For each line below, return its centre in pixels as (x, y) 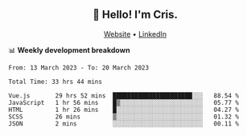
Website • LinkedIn (135, 34)
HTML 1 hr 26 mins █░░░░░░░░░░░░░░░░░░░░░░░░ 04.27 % (124, 110)
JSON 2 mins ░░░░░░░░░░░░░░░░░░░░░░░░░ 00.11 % (124, 124)
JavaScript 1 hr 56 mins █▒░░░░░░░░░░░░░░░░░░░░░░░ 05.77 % (124, 102)
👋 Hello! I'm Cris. (135, 15)
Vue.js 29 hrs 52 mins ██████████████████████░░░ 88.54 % (124, 96)
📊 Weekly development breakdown (69, 50)
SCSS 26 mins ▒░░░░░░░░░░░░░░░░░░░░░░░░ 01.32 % (124, 117)
